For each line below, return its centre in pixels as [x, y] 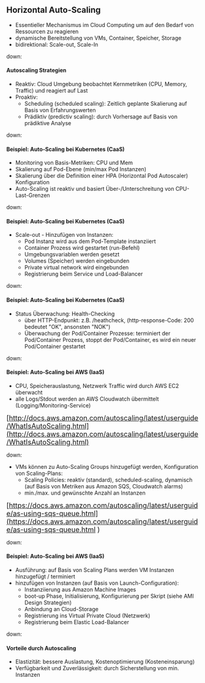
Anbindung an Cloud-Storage [61, 609]
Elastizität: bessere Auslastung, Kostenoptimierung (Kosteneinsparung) [105, 662]
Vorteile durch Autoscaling [41, 648]
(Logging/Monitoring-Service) [53, 405]
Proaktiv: [26, 97]
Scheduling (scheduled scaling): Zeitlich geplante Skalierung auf [106, 104]
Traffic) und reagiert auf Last [51, 91]
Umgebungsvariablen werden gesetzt [72, 255]
